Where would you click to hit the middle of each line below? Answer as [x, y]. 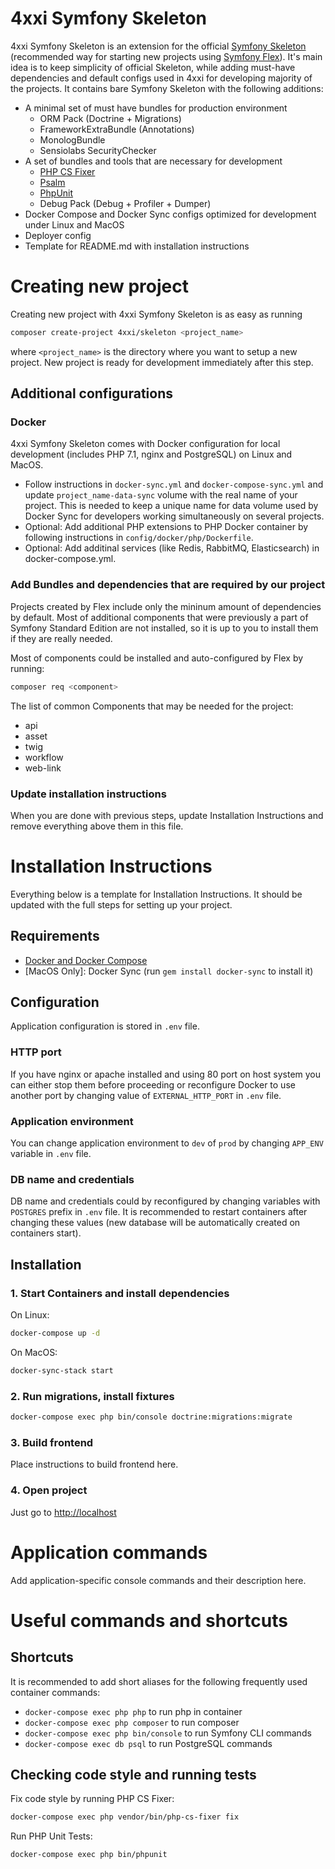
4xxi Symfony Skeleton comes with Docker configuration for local [145, 444]
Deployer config [58, 235]
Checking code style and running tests [133, 1774]
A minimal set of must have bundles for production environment [156, 108]
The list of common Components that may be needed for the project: [152, 706]
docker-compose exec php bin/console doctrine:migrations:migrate [151, 1417]
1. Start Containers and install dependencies [120, 1293]
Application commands [109, 1552]
